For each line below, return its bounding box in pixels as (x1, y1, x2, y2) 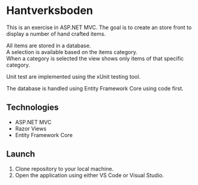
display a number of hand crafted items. (6, 30, 106, 37)
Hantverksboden (6, 4, 93, 18)
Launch (6, 149, 35, 160)
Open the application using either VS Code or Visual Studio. (15, 171, 165, 179)
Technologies (6, 103, 59, 113)
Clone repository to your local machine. (15, 165, 114, 172)
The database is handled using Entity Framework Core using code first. (6, 84, 183, 92)
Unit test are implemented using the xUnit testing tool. (6, 73, 141, 80)
